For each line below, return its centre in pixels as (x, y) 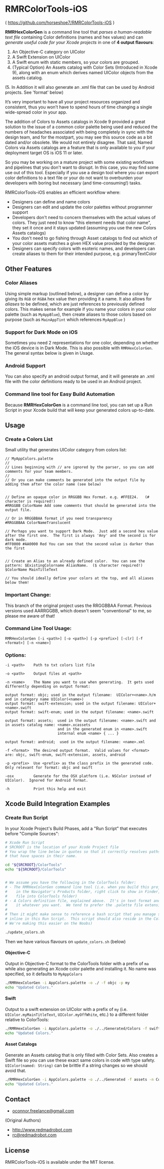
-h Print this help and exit (46, 789)
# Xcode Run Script (25, 843)
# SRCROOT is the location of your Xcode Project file (62, 847)
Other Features (29, 269)
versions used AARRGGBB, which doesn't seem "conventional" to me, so (78, 610)
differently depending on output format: (48, 686)
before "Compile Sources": (32, 833)
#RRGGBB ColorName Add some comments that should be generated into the (81, 506)
